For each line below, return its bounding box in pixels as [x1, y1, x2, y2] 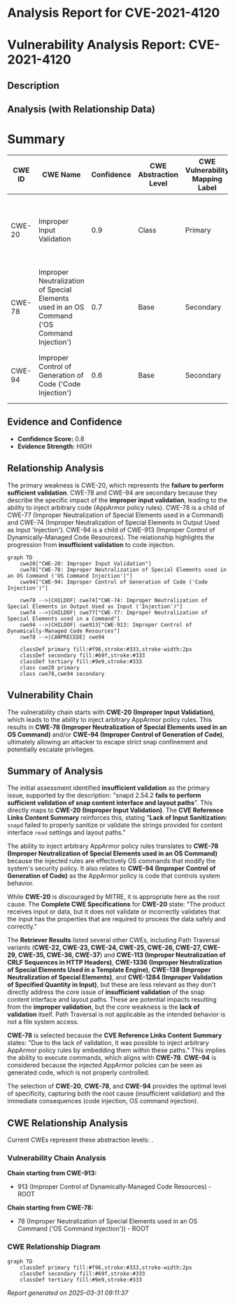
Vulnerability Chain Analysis [7, 1153, 106, 1163]
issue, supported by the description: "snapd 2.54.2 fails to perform [7, 791, 201, 800]
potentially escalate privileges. [7, 745, 96, 753]
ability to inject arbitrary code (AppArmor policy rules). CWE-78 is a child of [7, 503, 225, 511]
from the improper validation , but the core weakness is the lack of [7, 1002, 200, 1012]
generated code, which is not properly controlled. [7, 1068, 150, 1077]
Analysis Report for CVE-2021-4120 [7, 5, 220, 21]
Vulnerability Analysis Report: [7, 37, 187, 53]
